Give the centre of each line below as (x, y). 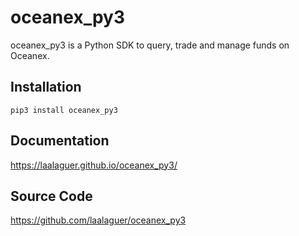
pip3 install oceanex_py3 (64, 110)
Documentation (60, 141)
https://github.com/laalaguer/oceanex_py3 (98, 220)
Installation (46, 87)
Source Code (51, 196)
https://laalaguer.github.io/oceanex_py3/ (94, 165)
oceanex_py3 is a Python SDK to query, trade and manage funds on (150, 45)
